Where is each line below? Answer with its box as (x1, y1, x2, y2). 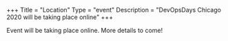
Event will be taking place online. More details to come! (6, 27, 163, 34)
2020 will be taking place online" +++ (6, 13, 114, 21)
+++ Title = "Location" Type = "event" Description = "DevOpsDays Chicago (6, 6, 222, 14)
